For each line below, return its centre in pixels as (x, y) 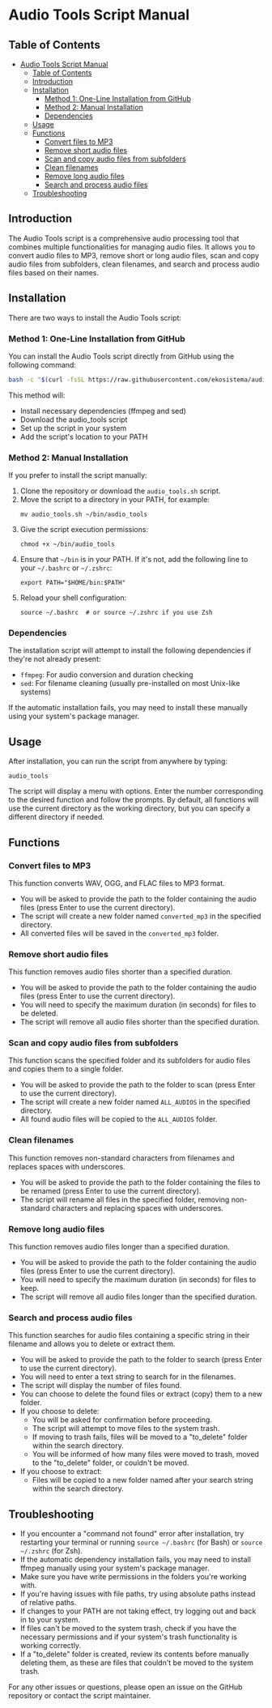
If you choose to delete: (59, 1412)
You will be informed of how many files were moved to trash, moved (145, 1455)
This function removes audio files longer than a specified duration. (119, 1247)
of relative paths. (48, 1603)
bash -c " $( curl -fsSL (47, 379)
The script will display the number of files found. (101, 1386)
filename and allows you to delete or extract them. (92, 1344)
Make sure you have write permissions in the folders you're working (133, 1577)
